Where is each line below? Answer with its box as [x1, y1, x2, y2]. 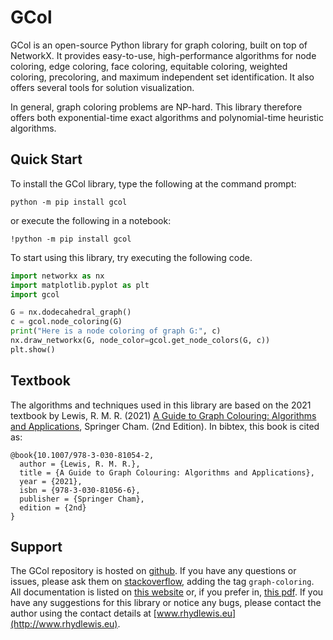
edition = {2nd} [19, 502, 87, 513]
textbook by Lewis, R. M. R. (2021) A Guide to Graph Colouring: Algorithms [10, 409, 317, 421]
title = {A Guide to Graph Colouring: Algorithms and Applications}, [19, 467, 315, 478]
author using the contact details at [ [10, 607, 157, 620]
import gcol [10, 289, 60, 300]
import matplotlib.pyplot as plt [10, 280, 150, 290]
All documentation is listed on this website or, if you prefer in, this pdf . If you [10, 586, 324, 598]
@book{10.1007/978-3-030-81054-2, [10, 450, 155, 460]
